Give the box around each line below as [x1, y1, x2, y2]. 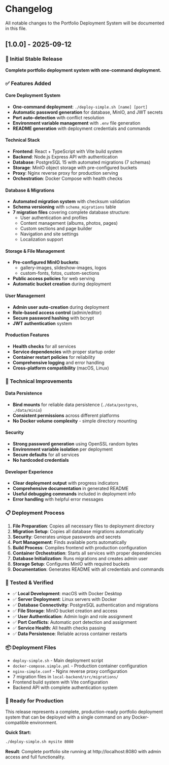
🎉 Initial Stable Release [5, 56, 62, 63]
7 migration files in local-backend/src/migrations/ [12, 674, 119, 680]
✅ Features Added [5, 80, 51, 87]
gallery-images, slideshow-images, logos [20, 265, 107, 271]
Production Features [5, 332, 50, 338]
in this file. [5, 25, 27, 31]
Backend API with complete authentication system [12, 684, 118, 691]
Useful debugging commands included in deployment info [12, 491, 136, 497]
